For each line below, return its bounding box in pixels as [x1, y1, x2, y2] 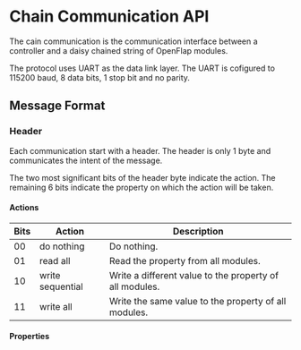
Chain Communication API [9, 6, 210, 27]
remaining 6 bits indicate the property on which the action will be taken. [9, 182, 274, 192]
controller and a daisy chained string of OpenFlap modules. [9, 45, 228, 55]
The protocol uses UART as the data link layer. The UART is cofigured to [9, 63, 276, 73]
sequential [39, 280, 83, 293]
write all [39, 300, 73, 312]
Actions [9, 202, 39, 213]
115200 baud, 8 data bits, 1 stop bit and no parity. [9, 72, 191, 82]
